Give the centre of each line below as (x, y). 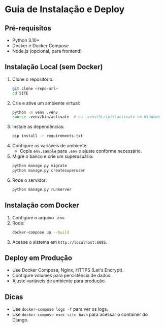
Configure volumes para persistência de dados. (62, 276)
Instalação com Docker (42, 205)
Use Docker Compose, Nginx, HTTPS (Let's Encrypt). (68, 270)
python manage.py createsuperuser (48, 171)
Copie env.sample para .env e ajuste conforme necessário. (81, 151)
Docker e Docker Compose (40, 46)
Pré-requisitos (28, 28)
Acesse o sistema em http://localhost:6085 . (60, 242)
